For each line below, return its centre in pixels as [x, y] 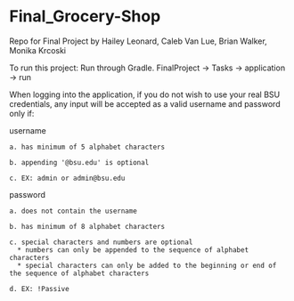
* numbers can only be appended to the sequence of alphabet [133, 250]
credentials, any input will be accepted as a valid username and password [145, 103]
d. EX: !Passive [39, 289]
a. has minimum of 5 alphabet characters [87, 147]
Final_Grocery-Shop [85, 16]
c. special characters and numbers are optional [101, 242]
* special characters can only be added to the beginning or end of [147, 265]
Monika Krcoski [38, 50]
